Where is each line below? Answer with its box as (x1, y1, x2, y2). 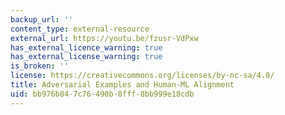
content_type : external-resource (10, 24, 150, 34)
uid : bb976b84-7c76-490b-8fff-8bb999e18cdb (10, 89, 195, 99)
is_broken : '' (10, 61, 70, 71)
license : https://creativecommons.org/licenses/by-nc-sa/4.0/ (10, 71, 275, 81)
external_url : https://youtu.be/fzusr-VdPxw (10, 33, 199, 43)
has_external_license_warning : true (10, 52, 163, 62)
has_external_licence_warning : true (10, 42, 163, 53)
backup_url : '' (10, 14, 74, 25)
